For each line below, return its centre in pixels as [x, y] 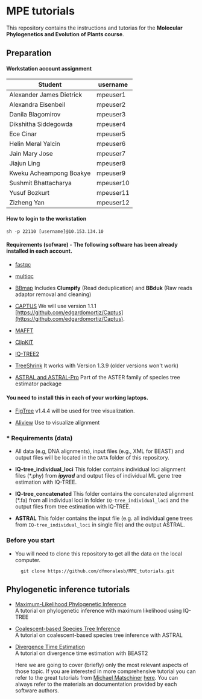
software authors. [37, 690]
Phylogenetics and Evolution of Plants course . [65, 34]
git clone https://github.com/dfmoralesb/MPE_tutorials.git [98, 571]
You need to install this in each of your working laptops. [77, 397]
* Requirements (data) [39, 438]
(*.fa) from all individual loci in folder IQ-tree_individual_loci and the [102, 500]
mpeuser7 [111, 153]
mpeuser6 [111, 144]
